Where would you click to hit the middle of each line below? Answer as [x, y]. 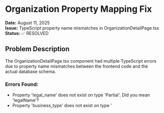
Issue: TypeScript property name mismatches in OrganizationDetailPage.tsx [82, 28]
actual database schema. [31, 71]
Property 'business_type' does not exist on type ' [62, 106]
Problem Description [37, 49]
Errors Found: [22, 84]
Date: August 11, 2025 [28, 23]
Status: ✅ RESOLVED [27, 33]
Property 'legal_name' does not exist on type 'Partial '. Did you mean [81, 95]
